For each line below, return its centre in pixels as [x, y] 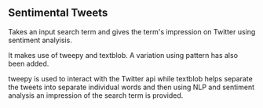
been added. [29, 63]
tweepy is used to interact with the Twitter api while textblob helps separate [130, 78]
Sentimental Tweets [58, 13]
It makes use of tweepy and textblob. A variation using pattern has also [123, 55]
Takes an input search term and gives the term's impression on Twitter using [132, 31]
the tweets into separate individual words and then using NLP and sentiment [131, 87]
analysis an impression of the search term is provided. [96, 95]
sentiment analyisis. [40, 40]
